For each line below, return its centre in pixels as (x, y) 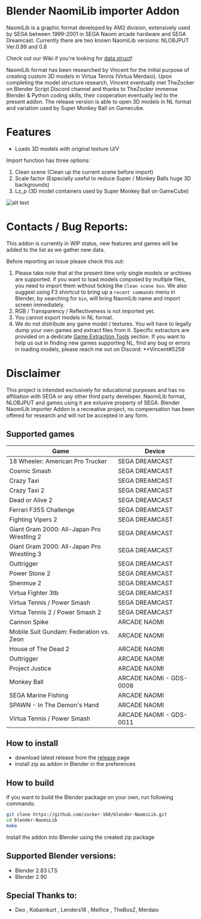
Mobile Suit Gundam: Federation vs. (59, 631)
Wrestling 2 (25, 537)
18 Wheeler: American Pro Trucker (58, 461)
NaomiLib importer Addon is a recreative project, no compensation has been (100, 409)
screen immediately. (40, 305)
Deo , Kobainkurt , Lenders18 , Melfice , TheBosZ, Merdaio (87, 910)
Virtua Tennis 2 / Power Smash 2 (55, 612)
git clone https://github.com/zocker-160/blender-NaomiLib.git (87, 815)
